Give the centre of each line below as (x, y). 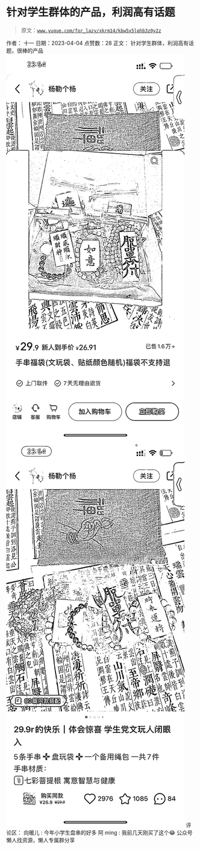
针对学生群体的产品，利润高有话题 (91, 12)
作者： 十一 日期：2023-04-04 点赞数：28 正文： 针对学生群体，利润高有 (98, 43)
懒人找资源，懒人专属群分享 (41, 840)
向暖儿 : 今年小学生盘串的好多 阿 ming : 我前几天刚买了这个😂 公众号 (108, 832)
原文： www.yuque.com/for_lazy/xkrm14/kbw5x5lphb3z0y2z (91, 30)
